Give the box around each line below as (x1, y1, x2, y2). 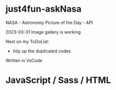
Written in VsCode (5, 57, 42, 63)
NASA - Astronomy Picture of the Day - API (5, 20, 93, 25)
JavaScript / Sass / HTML (5, 75, 111, 86)
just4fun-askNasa (5, 3, 82, 15)
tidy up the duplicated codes (12, 48, 71, 54)
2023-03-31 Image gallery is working (5, 29, 81, 35)
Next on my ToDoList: (5, 38, 50, 45)
